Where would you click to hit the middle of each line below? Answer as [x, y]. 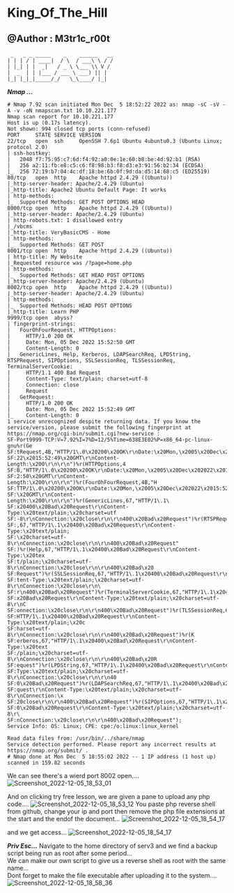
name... [18, 868]
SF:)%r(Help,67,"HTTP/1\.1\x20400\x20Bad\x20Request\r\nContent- [104, 550]
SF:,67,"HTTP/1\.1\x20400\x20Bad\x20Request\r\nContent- [92, 525]
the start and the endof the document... [64, 819]
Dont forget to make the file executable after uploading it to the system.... [112, 875]
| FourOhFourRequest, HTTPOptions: [62, 330]
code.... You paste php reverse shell [111, 804]
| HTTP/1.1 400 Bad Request [54, 373]
